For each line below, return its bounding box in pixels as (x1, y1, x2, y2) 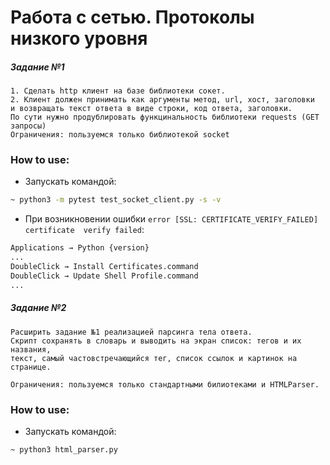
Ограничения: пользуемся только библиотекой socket (10, 130, 230, 140)
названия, (10, 344, 52, 355)
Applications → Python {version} (10, 243, 150, 253)
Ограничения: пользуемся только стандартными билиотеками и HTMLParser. (10, 379, 320, 390)
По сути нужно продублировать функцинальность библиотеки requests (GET (10, 112, 320, 123)
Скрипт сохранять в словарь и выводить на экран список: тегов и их (10, 336, 302, 346)
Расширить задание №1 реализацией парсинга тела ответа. (10, 327, 253, 337)
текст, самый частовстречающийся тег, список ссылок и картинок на (10, 353, 298, 363)
